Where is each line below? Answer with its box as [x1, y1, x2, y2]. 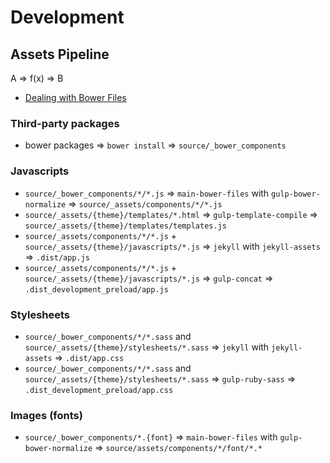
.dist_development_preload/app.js [24, 284, 169, 295]
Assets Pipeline [10, 46, 110, 63]
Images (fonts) [10, 408, 83, 422]
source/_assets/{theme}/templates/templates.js [24, 221, 227, 231]
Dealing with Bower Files [24, 92, 127, 103]
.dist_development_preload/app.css [24, 385, 174, 395]
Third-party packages [10, 116, 120, 130]
